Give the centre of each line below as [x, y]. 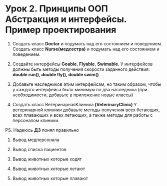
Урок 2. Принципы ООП [57, 9]
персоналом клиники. [36, 120]
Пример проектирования [61, 30]
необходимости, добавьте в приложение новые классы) [73, 95]
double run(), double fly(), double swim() [55, 74]
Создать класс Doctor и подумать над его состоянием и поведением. [87, 43]
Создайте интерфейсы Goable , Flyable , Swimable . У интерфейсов [82, 64]
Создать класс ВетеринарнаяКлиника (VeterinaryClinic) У [74, 104]
